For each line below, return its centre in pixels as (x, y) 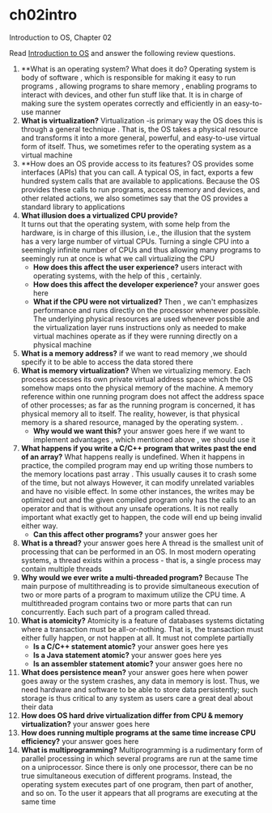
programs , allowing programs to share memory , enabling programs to (139, 86)
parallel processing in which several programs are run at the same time (139, 758)
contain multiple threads (61, 569)
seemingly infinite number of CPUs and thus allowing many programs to (141, 250)
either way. (39, 526)
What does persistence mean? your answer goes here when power (134, 672)
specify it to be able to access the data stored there (107, 362)
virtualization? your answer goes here (85, 724)
